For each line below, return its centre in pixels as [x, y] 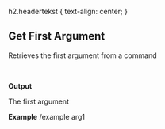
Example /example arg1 [47, 116]
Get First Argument [57, 36]
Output [20, 85]
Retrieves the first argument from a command [82, 55]
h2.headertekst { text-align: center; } [68, 11]
